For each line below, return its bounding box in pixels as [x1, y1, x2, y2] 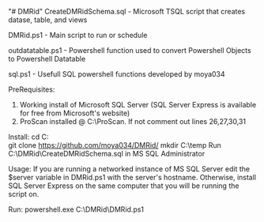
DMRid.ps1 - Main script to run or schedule [8, 31, 148, 40]
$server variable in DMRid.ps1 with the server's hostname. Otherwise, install [8, 173, 257, 182]
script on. [8, 190, 40, 198]
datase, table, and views [8, 15, 88, 24]
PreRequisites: [8, 85, 55, 94]
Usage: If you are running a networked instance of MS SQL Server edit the [8, 164, 251, 173]
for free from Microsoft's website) [19, 108, 130, 118]
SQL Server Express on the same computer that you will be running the [8, 181, 239, 190]
